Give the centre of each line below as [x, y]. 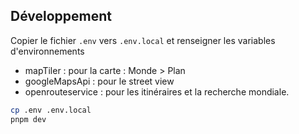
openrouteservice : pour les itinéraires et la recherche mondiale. [157, 91]
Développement [61, 16]
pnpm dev [28, 119]
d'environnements [47, 51]
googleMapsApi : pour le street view [99, 81]
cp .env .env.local [51, 110]
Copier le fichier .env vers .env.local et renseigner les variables [143, 40]
